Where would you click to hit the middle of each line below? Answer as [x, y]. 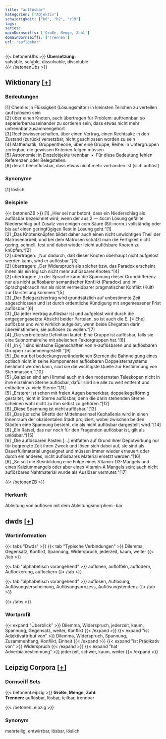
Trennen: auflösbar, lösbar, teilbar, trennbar [50, 698]
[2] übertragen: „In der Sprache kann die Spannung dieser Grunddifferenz [81, 277]
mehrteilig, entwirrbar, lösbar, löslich [42, 731]
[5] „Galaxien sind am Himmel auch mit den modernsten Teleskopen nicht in [83, 377]
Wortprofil [18, 614]
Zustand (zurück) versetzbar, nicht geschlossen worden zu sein [70, 139]
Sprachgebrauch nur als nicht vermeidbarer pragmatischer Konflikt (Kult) [80, 287]
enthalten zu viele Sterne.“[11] [35, 388]
